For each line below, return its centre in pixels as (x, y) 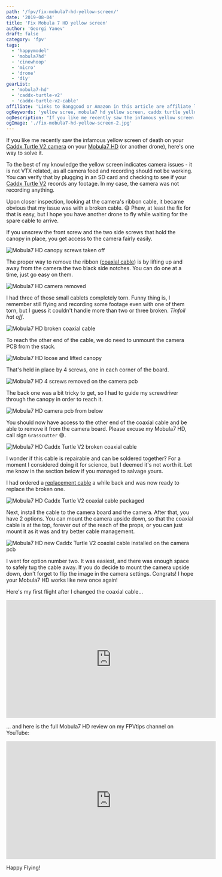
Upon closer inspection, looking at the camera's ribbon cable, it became (95, 202)
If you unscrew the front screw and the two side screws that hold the (91, 232)
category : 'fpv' (26, 40)
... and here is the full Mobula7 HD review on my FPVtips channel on (90, 727)
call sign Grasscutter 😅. (36, 436)
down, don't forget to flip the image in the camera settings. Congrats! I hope (100, 574)
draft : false (22, 34)
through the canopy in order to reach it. (55, 400)
